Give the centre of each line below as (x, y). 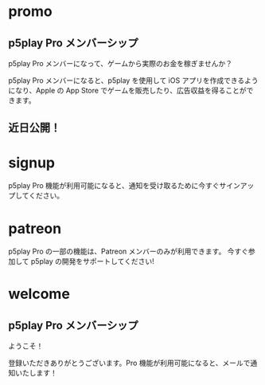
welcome (39, 294)
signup (32, 163)
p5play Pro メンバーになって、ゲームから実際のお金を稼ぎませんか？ (121, 63)
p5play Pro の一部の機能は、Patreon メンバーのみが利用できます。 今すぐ (129, 251)
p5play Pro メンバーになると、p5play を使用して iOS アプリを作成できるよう (133, 81)
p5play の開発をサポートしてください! (93, 261)
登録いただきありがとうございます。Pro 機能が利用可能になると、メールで (129, 363)
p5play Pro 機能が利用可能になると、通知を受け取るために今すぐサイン (125, 186)
